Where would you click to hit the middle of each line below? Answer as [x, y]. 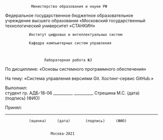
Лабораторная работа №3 [68, 60]
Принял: [14, 108]
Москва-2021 [63, 134]
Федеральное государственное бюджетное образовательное [69, 16]
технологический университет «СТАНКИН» [50, 26]
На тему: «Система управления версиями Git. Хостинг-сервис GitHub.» [79, 78]
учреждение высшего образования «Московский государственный [75, 21]
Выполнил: [16, 88]
